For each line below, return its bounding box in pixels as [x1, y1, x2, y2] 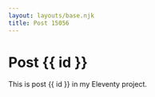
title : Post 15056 [8, 19, 70, 27]
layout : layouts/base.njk [8, 11, 94, 20]
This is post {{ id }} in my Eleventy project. [8, 80, 148, 89]
